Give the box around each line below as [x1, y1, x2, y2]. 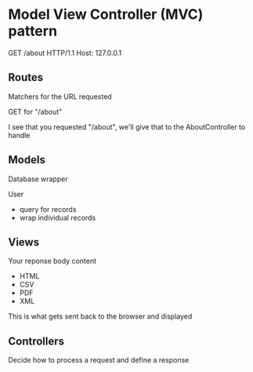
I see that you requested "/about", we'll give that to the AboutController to [8, 122, 246, 131]
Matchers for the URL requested [8, 92, 112, 101]
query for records [19, 204, 77, 213]
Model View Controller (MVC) [8, 5, 204, 24]
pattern [8, 22, 57, 40]
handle [8, 130, 31, 140]
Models [8, 153, 45, 166]
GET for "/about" [8, 107, 63, 116]
